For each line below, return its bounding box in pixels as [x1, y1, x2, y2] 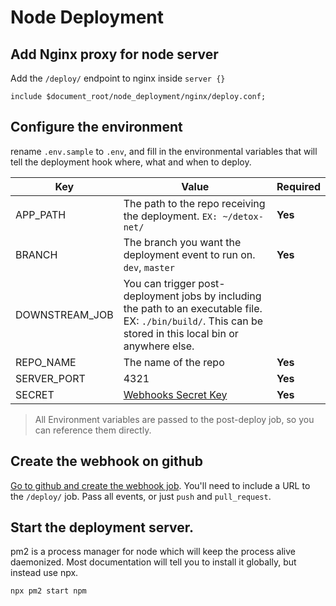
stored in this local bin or [123, 326, 239, 340]
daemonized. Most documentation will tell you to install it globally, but [10, 556, 297, 568]
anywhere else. [123, 339, 195, 353]
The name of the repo [123, 355, 225, 369]
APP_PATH [15, 207, 67, 221]
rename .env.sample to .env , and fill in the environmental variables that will [10, 145, 318, 157]
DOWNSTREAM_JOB [15, 307, 114, 321]
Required [276, 179, 321, 193]
